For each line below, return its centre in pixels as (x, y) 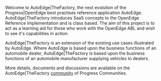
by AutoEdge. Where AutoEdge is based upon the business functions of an (81, 48)
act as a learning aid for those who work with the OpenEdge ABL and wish (80, 28)
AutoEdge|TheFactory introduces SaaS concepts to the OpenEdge (72, 18)
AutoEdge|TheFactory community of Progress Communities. (66, 73)
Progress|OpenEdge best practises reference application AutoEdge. (74, 13)
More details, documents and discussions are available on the (67, 68)
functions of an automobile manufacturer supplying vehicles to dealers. (77, 58)
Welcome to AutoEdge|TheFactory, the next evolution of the (66, 8)
